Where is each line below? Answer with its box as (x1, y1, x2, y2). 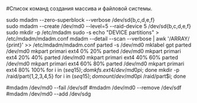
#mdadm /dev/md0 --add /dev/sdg (6, 91, 91, 97)
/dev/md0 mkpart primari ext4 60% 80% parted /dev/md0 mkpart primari (6, 60, 185, 67)
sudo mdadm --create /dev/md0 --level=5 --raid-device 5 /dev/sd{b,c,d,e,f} (6, 23, 192, 29)
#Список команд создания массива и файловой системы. (6, 5, 153, 12)
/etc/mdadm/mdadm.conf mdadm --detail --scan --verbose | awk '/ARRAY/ (6, 35, 190, 42)
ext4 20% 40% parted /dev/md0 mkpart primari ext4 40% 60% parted (6, 54, 179, 61)
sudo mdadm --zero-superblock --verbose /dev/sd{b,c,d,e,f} (6, 16, 155, 23)
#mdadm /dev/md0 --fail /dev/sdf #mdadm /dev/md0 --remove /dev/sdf (6, 84, 182, 91)
